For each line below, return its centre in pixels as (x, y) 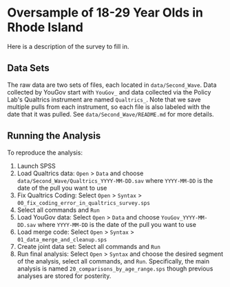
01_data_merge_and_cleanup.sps (62, 239)
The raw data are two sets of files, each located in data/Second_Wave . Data (112, 85)
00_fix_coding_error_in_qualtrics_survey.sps (83, 203)
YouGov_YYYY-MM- (184, 218)
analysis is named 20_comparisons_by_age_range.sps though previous (115, 268)
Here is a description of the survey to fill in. (68, 46)
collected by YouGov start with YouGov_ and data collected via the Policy (109, 92)
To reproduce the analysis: (45, 152)
